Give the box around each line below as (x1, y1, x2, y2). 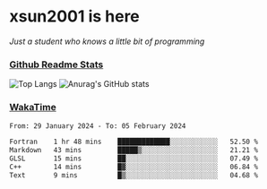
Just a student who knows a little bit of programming (9, 36, 205, 47)
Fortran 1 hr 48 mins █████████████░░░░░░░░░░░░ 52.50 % (9, 137, 258, 147)
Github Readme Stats (9, 58, 104, 71)
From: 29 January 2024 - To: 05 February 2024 (9, 121, 186, 131)
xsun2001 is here (9, 6, 141, 27)
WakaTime (9, 101, 56, 114)
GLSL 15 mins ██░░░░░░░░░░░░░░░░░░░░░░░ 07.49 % (9, 154, 258, 163)
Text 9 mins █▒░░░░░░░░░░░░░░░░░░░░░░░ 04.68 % (9, 170, 258, 180)
